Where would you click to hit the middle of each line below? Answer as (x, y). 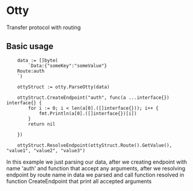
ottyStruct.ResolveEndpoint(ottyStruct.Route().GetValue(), (95, 145)
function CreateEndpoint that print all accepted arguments (79, 181)
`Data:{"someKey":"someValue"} (68, 65)
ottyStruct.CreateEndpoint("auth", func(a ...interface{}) (93, 98)
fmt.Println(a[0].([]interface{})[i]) (88, 113)
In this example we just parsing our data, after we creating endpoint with (96, 162)
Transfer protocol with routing (43, 27)
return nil (42, 124)
